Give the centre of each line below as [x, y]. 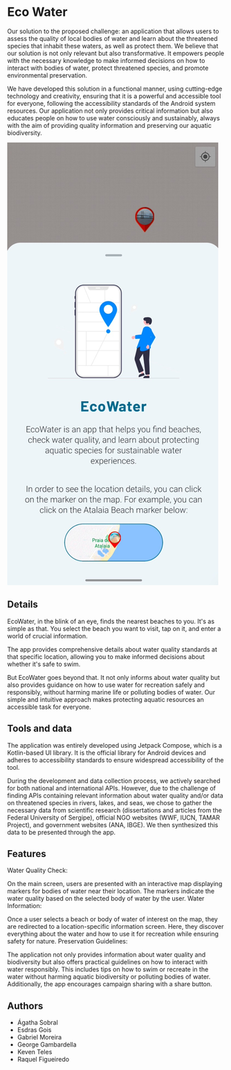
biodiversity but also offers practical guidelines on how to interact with [108, 962]
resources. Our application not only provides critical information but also [110, 111]
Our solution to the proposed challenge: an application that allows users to [113, 31]
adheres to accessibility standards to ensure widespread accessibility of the [115, 760]
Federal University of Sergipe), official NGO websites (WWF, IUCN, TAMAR [113, 818]
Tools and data [40, 729]
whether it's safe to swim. [44, 664]
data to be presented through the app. [62, 832]
